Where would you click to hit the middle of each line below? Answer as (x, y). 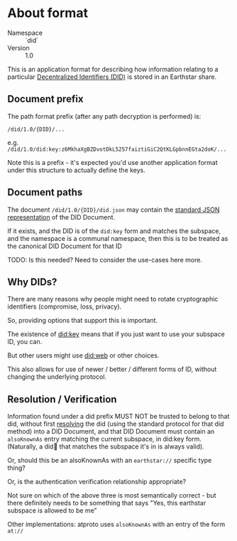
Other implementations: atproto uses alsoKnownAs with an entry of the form (116, 525)
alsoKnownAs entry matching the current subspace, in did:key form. (105, 439)
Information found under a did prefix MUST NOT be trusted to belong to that (118, 417)
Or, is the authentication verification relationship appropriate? (97, 482)
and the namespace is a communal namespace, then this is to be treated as (118, 238)
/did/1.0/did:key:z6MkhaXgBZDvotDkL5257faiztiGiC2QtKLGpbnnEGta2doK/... (117, 149)
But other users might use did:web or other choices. (83, 355)
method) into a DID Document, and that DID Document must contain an (111, 432)
